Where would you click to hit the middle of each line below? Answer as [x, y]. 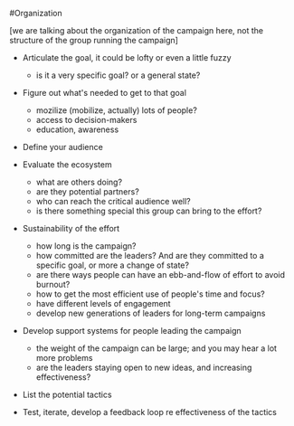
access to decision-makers [86, 120]
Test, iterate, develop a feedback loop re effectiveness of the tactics [150, 412]
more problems [64, 358]
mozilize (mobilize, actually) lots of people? [116, 110]
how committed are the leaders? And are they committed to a [150, 256]
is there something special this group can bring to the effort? [149, 211]
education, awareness [77, 129]
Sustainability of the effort [71, 228]
